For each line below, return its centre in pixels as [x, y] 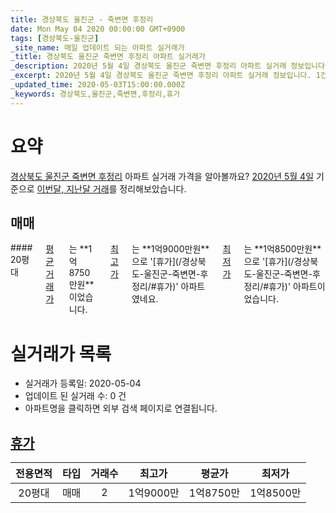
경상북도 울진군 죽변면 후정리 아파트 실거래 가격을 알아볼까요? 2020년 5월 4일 [162, 176]
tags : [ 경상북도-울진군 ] [55, 38]
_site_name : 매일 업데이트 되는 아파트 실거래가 [97, 47]
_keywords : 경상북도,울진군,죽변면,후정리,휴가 [95, 94]
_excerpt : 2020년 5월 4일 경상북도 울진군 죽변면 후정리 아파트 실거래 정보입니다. [161, 76]
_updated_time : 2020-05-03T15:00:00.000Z [98, 85]
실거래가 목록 [61, 353]
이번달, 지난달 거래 [73, 188]
